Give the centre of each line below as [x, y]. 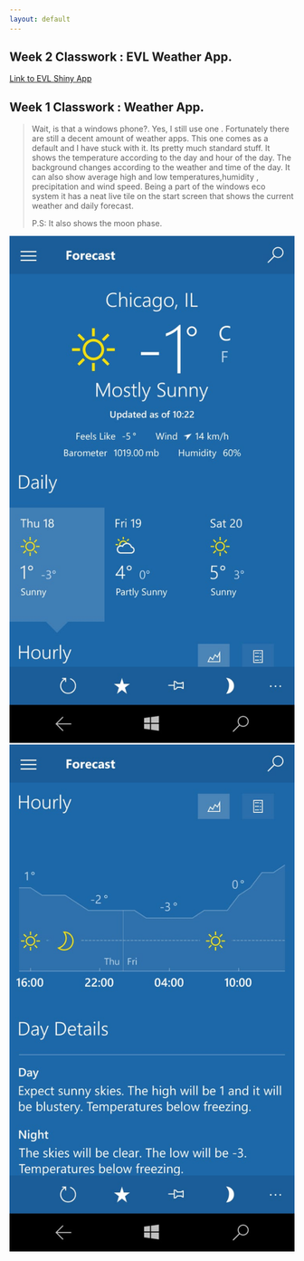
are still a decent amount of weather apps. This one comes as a [150, 139]
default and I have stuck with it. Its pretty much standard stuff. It [151, 148]
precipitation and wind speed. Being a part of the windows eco [148, 186]
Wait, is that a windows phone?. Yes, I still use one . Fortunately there [160, 129]
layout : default [40, 19]
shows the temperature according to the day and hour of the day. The [161, 158]
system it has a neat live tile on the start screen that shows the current [162, 196]
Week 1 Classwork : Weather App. [107, 107]
